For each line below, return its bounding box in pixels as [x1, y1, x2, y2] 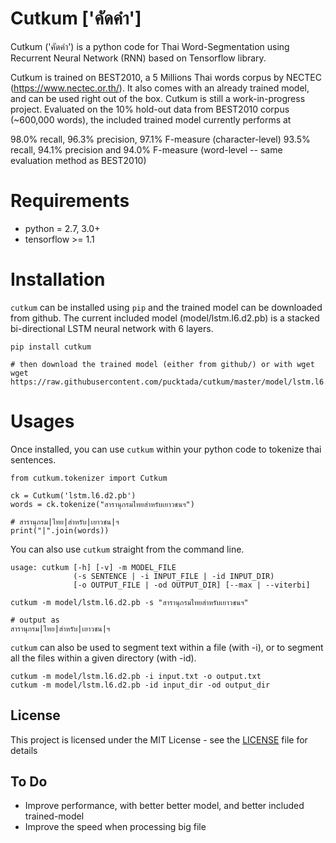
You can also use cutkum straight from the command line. [10, 543, 245, 555]
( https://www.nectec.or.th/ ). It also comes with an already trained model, [10, 82, 310, 94]
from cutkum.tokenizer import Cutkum [10, 473, 168, 483]
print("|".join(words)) [10, 525, 110, 536]
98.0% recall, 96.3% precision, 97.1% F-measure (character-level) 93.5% [10, 133, 311, 145]
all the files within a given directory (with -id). [10, 652, 197, 664]
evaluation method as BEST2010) [10, 154, 147, 166]
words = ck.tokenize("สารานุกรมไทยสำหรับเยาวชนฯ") [10, 499, 195, 509]
